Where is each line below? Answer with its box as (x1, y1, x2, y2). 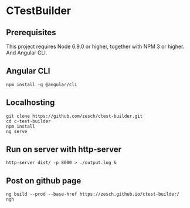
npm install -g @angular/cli (6, 81, 77, 87)
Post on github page (6, 176, 82, 186)
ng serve (6, 128, 28, 134)
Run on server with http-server (6, 145, 122, 155)
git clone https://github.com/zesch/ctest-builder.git (6, 113, 143, 119)
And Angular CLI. (6, 49, 48, 56)
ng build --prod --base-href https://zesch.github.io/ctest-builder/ (6, 192, 180, 197)
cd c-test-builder (6, 118, 51, 124)
